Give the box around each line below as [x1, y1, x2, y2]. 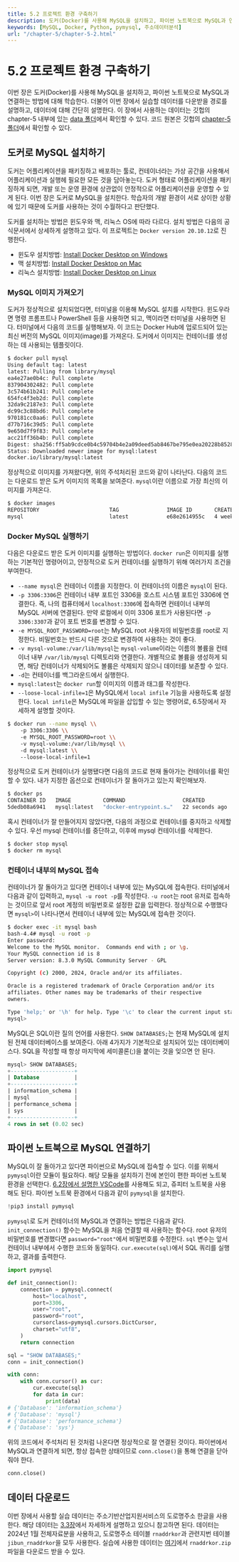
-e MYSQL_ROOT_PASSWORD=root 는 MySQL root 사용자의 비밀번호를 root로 [17, 626, 221, 635]
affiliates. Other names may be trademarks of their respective [7, 989, 202, 996]
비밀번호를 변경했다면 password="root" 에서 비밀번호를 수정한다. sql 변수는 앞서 [7, 1235, 228, 1243]
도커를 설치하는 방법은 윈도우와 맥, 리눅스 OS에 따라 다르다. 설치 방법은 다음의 [7, 218, 223, 226]
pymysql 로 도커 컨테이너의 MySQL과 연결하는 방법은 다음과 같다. [7, 1217, 186, 1225]
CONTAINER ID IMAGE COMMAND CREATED [7, 797, 205, 804]
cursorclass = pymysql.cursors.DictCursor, [33, 1319, 158, 1326]
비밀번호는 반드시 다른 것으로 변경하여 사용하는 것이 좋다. [38, 635, 197, 644]
